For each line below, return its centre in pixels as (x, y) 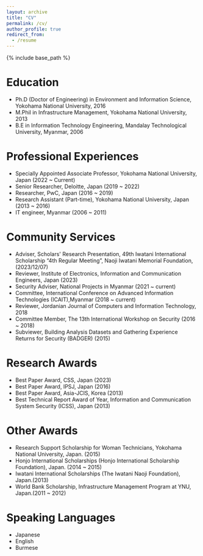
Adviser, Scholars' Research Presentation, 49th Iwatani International (101, 254)
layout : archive (27, 12)
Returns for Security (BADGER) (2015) (63, 338)
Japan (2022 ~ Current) (45, 180)
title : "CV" (21, 18)
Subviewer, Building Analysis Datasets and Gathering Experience (97, 332)
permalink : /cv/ (27, 23)
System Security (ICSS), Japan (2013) (63, 406)
